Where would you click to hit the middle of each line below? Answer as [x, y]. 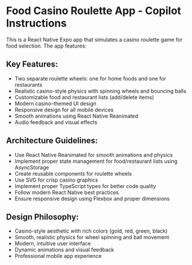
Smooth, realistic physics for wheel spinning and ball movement [92, 237]
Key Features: [32, 64]
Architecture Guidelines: [52, 141]
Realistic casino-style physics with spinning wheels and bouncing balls [100, 91]
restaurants [28, 85]
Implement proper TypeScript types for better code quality [85, 186]
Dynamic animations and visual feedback [64, 250]
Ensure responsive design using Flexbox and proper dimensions [92, 199]
